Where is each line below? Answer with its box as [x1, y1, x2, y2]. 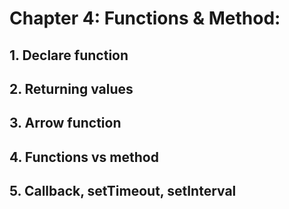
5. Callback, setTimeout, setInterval [9, 183, 237, 200]
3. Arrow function [9, 115, 122, 132]
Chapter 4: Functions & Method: [9, 7, 281, 30]
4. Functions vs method [9, 148, 159, 166]
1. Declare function [9, 47, 129, 64]
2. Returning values [9, 80, 134, 97]
